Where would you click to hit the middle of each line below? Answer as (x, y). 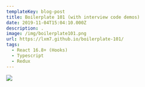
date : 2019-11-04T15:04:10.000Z (46, 22)
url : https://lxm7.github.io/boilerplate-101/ (65, 39)
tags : (13, 45)
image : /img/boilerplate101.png (46, 34)
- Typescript (28, 56)
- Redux (21, 61)
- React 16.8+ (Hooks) (40, 50)
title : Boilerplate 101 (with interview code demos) (73, 17)
